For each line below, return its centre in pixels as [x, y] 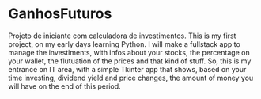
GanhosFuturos [60, 14]
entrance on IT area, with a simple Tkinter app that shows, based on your [127, 69]
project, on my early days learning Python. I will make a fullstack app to [125, 44]
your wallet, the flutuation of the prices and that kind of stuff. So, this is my [130, 61]
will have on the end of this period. [64, 86]
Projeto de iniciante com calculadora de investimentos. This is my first [122, 36]
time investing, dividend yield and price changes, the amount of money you [131, 78]
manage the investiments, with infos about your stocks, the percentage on [129, 52]
